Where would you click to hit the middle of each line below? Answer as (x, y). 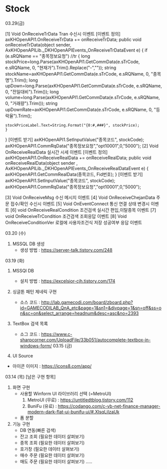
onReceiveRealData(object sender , (41, 163)
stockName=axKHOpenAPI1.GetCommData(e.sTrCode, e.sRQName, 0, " (79, 74)
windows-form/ (36, 345)
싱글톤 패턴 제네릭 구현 (34, 291)
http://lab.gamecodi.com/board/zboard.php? (87, 302)
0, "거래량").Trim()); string (31, 103)
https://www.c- (56, 334)
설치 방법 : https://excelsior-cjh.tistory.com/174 (67, 281)
